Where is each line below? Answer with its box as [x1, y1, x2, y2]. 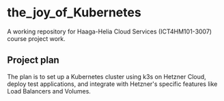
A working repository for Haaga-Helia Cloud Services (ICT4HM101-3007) [7, 27, 212, 35]
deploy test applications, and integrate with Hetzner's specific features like [7, 80, 218, 88]
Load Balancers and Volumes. [7, 87, 91, 95]
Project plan [7, 55, 59, 66]
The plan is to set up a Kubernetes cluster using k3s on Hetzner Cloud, [7, 72, 206, 81]
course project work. [7, 34, 66, 42]
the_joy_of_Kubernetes [7, 5, 141, 20]
